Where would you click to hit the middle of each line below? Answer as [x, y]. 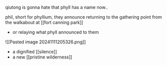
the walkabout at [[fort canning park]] [44, 22]
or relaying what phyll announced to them [56, 32]
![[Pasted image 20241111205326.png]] [46, 42]
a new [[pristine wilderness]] [42, 57]
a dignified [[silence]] [35, 52]
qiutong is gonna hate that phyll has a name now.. [57, 7]
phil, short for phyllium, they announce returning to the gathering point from [84, 17]
